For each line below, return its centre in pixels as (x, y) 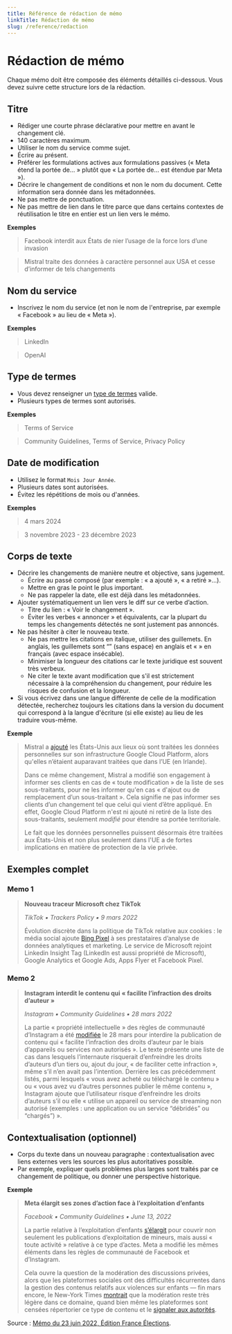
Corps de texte (40, 556)
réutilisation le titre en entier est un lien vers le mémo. (93, 214)
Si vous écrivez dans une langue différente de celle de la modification (116, 698)
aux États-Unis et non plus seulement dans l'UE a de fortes (108, 840)
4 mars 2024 (43, 521)
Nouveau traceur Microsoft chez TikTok (82, 904)
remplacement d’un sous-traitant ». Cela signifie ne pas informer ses (122, 797)
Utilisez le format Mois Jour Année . (66, 479)
